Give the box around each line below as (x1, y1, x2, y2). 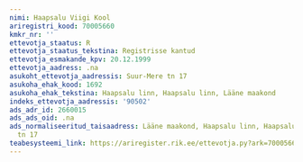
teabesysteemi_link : (9, 139, 87, 148)
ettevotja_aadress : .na (9, 64, 99, 73)
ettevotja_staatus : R (9, 38, 91, 48)
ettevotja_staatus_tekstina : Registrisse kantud (9, 47, 196, 56)
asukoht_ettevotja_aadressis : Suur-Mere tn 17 (9, 72, 188, 81)
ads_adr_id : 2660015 (9, 105, 87, 114)
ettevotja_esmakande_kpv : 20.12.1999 (9, 55, 151, 64)
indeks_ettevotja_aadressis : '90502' (9, 96, 151, 106)
